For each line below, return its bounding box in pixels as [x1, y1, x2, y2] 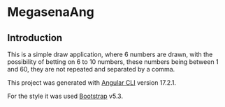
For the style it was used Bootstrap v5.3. [7, 92, 124, 100]
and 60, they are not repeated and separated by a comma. [7, 65, 175, 73]
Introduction [7, 32, 63, 44]
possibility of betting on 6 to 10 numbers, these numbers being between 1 [7, 58, 219, 66]
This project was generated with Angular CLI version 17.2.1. [7, 79, 177, 87]
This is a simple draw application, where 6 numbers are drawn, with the [7, 50, 213, 58]
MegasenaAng [7, 4, 94, 20]
